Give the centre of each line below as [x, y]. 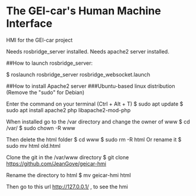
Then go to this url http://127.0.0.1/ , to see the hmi [67, 186]
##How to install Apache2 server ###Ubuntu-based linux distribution [91, 86]
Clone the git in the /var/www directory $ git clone [68, 157]
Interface [29, 23]
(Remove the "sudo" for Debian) [45, 92]
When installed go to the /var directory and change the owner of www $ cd [98, 121]
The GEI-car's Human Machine [84, 11]
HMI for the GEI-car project [39, 40]
